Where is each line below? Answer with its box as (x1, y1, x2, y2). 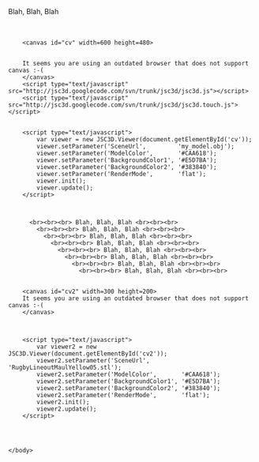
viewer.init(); (36, 177, 87, 185)
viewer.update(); (36, 184, 93, 192)
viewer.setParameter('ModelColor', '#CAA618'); (36, 149, 217, 157)
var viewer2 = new (36, 343, 97, 351)
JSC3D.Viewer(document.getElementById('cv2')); (8, 350, 168, 358)
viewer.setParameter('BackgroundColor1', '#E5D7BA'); (36, 156, 217, 164)
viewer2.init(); (36, 398, 90, 406)
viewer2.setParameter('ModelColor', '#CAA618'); (36, 370, 221, 378)
